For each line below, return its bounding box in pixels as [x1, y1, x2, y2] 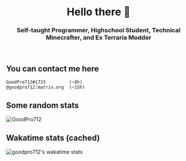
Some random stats [6, 100, 79, 110]
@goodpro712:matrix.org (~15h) [6, 84, 85, 90]
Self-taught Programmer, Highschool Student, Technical [16, 26, 181, 35]
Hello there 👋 [66, 5, 131, 19]
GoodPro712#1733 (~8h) [6, 79, 83, 85]
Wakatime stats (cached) [6, 133, 100, 143]
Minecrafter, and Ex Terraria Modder [46, 33, 151, 42]
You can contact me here [6, 64, 99, 74]
